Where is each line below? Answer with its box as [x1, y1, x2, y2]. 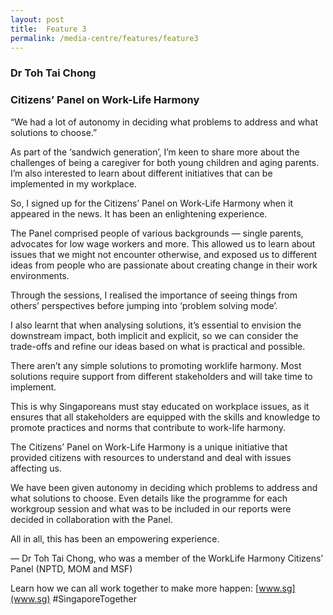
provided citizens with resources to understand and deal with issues [10, 451, 292, 463]
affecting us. [10, 462, 62, 474]
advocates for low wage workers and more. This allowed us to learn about [10, 237, 316, 250]
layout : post [10, 14, 65, 25]
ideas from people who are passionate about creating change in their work [10, 259, 318, 271]
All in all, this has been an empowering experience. [10, 532, 220, 545]
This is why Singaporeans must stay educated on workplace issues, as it [10, 400, 310, 412]
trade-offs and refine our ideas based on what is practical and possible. [10, 340, 306, 352]
